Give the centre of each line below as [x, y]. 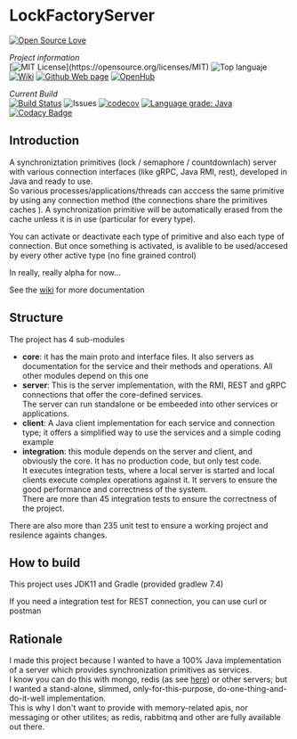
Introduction [44, 140]
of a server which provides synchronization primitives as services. [130, 670]
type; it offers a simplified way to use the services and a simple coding [152, 432]
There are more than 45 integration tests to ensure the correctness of [149, 498]
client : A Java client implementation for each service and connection [148, 423]
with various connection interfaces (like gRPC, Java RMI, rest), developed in [148, 171]
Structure [36, 318]
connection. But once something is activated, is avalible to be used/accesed [148, 245]
